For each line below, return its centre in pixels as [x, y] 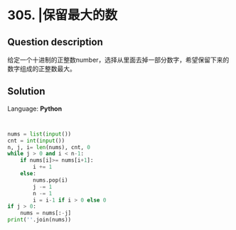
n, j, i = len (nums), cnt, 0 [49, 147]
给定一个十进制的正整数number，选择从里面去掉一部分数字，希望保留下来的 [118, 60]
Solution [26, 91]
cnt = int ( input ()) [36, 141]
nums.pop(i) [51, 180]
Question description [55, 42]
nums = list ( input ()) [39, 134]
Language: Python [35, 109]
